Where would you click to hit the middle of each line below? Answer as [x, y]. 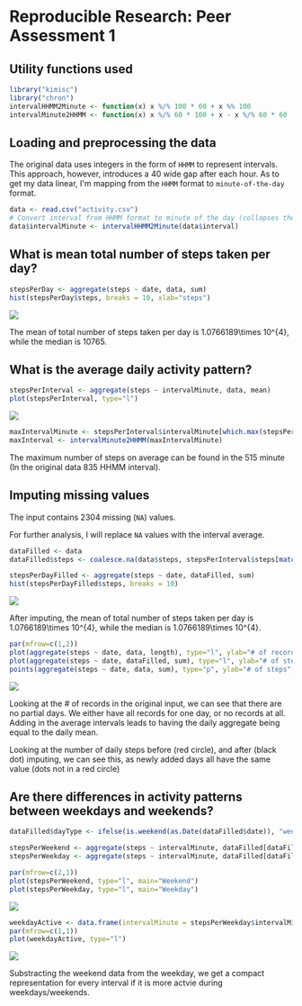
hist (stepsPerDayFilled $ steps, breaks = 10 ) [94, 584]
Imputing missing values [80, 496]
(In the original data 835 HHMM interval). [85, 467]
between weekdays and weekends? [111, 811]
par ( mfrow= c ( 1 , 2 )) [44, 644]
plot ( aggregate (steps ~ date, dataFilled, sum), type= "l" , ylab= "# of [144, 661]
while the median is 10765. [58, 341]
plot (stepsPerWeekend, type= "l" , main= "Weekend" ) [104, 881]
